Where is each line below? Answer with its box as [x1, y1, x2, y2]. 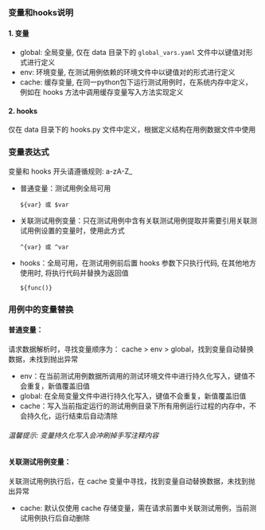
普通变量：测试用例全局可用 [19, 183, 111, 193]
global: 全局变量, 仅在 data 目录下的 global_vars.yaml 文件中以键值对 [19, 48, 247, 57]
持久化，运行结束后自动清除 [26, 410, 118, 420]
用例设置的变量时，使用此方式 [26, 226, 125, 235]
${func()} [19, 284, 53, 292]
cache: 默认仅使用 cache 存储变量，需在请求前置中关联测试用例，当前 [19, 503, 250, 512]
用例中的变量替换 [8, 304, 74, 315]
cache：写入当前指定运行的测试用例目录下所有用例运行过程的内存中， [19, 401, 250, 410]
